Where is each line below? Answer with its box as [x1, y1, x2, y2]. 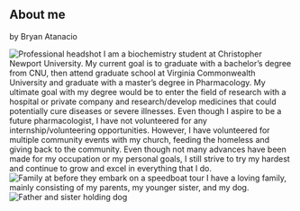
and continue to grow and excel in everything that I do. [9, 163, 212, 173]
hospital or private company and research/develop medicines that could [9, 96, 277, 107]
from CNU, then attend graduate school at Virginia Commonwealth [9, 67, 256, 78]
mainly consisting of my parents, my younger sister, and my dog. [9, 181, 250, 192]
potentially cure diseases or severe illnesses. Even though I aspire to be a [9, 105, 282, 116]
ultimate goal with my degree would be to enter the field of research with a [9, 86, 286, 97]
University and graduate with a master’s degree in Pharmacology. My [9, 76, 266, 88]
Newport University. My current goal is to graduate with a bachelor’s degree [9, 57, 292, 68]
